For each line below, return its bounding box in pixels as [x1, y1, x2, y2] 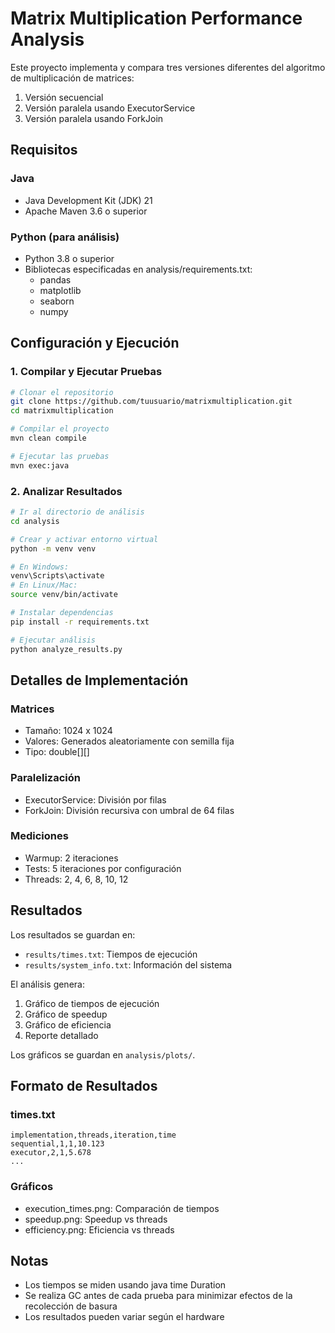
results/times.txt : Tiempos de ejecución [24, 948, 198, 960]
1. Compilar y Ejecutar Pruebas [10, 365, 163, 379]
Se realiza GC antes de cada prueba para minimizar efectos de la [24, 1290, 293, 1302]
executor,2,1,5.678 [10, 1148, 92, 1158]
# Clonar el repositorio [10, 387, 114, 397]
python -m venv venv [10, 543, 97, 554]
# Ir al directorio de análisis [10, 507, 145, 517]
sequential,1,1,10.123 [10, 1139, 105, 1149]
